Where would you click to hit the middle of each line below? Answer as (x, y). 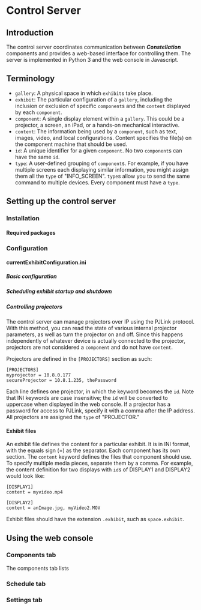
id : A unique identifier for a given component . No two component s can (98, 150)
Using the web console (50, 538)
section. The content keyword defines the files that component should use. (99, 457)
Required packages (31, 232)
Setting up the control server (61, 201)
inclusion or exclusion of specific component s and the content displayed (103, 106)
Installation (23, 219)
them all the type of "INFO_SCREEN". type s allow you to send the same (102, 176)
